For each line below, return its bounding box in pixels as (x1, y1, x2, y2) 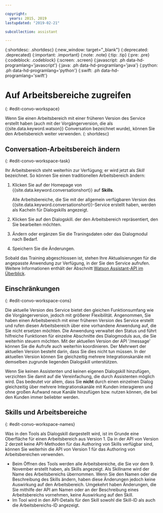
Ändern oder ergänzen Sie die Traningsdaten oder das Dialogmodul (12, 231, 148, 237)
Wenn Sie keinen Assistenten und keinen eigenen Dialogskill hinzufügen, (5, 368, 151, 374)
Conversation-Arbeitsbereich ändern (5, 145, 120, 153)
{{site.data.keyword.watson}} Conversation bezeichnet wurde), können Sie (5, 126, 155, 132)
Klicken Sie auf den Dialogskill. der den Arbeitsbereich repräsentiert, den (12, 216, 158, 222)
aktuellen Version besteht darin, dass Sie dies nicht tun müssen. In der (5, 348, 146, 354)
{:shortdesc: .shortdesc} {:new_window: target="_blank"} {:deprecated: (5, 47, 148, 53)
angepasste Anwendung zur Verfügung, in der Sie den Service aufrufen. (5, 260, 150, 266)
